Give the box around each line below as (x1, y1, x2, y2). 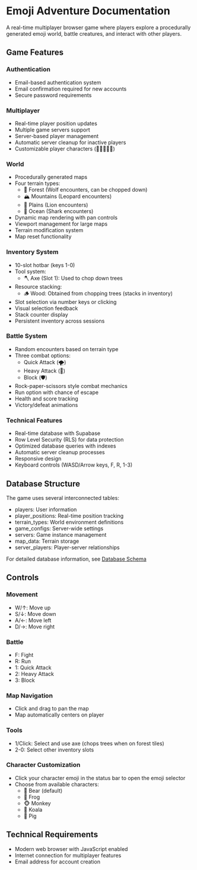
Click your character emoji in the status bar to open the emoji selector (14, 774, 186, 781)
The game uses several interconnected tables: (6, 494, 120, 501)
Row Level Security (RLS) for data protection (14, 436, 124, 443)
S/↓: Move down (14, 610, 56, 617)
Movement (6, 590, 39, 599)
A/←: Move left (14, 616, 52, 624)
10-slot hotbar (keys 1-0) (14, 261, 75, 268)
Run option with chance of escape (14, 389, 99, 396)
